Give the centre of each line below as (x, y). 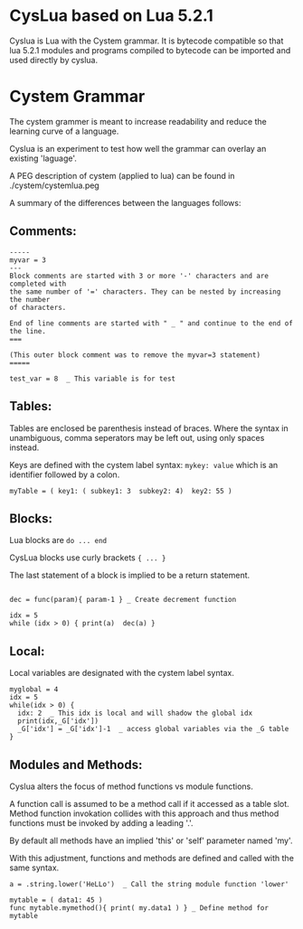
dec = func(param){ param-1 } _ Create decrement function (123, 600)
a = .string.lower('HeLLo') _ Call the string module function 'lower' (149, 884)
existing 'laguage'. (43, 158)
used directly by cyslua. (53, 60)
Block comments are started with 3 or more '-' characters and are (139, 276)
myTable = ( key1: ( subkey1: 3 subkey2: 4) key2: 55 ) (121, 491)
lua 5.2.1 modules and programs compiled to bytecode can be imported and (150, 50)
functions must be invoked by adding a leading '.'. (101, 822)
